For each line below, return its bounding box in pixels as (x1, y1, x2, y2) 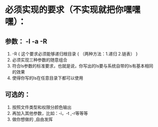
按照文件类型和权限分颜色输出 (12, 104, 72, 110)
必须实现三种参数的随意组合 (12, 57, 68, 63)
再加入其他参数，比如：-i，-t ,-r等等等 (12, 110, 88, 116)
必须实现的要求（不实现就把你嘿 (5, 4, 132, 15)
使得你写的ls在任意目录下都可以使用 (12, 75, 84, 81)
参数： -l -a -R (5, 37, 47, 45)
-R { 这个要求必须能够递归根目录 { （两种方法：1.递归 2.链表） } (12, 51, 138, 56)
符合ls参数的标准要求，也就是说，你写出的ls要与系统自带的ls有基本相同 (12, 63, 154, 69)
